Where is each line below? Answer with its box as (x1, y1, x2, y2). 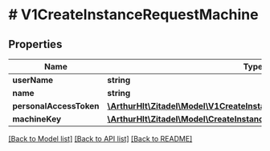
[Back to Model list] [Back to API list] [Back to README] (8, 134, 193, 143)
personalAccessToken (12, 101, 100, 111)
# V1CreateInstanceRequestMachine (8, 6, 259, 24)
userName (12, 74, 54, 85)
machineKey (12, 113, 62, 125)
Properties (8, 38, 63, 51)
